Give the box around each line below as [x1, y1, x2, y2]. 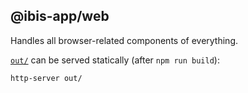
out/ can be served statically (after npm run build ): [10, 54, 220, 66]
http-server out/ [10, 73, 83, 83]
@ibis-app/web [10, 8, 110, 25]
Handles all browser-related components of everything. [10, 34, 239, 46]
